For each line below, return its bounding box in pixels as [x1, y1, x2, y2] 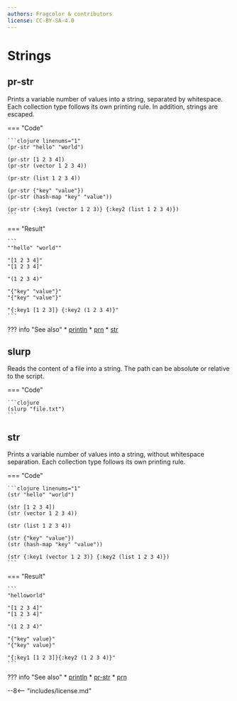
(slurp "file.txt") [7, 406, 65, 413]
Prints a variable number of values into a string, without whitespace [7, 450, 204, 459]
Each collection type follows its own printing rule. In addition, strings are [7, 102, 219, 111]
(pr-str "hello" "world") [7, 143, 84, 151]
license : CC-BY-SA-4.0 [7, 17, 75, 24]
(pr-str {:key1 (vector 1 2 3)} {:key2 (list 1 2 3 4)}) [7, 205, 180, 213]
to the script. [7, 372, 45, 381]
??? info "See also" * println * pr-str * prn [7, 673, 128, 682]
